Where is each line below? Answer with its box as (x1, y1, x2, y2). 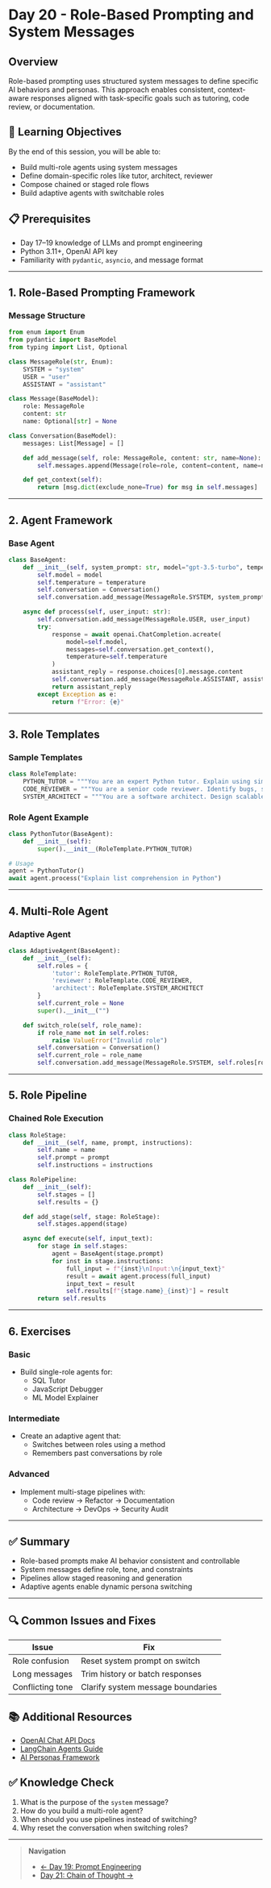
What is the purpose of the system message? (19, 1797, 169, 1807)
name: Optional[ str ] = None (23, 418, 117, 426)
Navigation (27, 1846, 66, 1856)
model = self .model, (65, 638, 128, 646)
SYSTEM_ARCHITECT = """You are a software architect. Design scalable (23, 792, 265, 801)
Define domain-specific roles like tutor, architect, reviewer (19, 171, 214, 181)
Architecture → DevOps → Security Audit (31, 1503, 169, 1513)
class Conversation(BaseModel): (8, 431, 117, 440)
